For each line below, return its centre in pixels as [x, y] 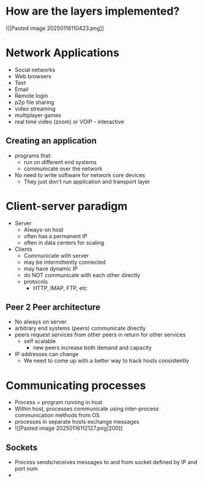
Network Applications [63, 53]
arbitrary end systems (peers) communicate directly [80, 329]
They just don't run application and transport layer [87, 181]
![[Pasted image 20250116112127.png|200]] [68, 428]
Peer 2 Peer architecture [53, 307]
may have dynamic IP [50, 268]
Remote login [31, 95]
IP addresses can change [46, 354]
